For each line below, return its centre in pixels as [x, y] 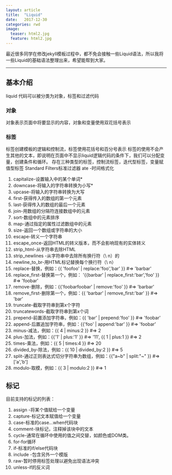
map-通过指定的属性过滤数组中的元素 [52, 224]
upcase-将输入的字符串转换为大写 [49, 192]
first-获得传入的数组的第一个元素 [47, 198]
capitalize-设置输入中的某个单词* [48, 179]
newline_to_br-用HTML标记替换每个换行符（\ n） [65, 262]
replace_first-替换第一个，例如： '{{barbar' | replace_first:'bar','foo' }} [86, 275]
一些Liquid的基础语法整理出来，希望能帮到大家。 [57, 60]
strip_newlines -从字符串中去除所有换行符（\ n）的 [66, 256]
